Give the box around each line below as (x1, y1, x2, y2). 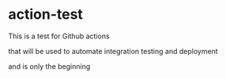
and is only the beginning (8, 61, 91, 71)
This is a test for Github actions (8, 31, 110, 41)
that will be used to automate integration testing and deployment (8, 46, 219, 56)
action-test (8, 5, 83, 23)
